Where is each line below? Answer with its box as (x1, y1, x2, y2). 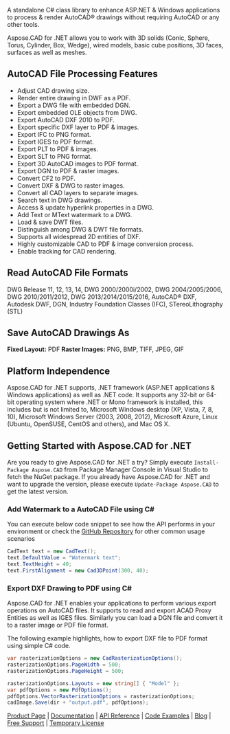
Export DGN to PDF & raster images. (16, 166, 119, 175)
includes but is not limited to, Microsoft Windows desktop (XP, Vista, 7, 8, (7, 405, 214, 414)
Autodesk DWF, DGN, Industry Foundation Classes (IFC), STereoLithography (7, 300, 223, 308)
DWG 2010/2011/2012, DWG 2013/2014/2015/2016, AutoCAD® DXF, (7, 292, 197, 301)
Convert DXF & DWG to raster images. (16, 181, 125, 190)
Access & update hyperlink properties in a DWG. (16, 203, 154, 212)
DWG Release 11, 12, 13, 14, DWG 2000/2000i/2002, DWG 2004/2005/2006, (7, 285, 223, 293)
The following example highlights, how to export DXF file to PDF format (7, 634, 208, 643)
